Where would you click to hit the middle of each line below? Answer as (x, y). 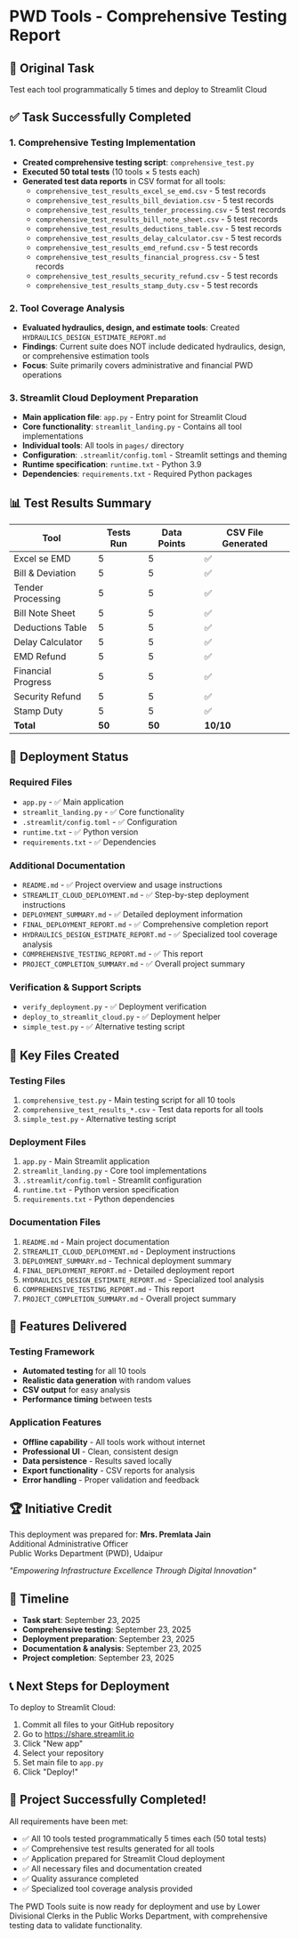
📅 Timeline (39, 1599)
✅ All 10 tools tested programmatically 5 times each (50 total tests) (144, 1838)
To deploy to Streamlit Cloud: (62, 1708)
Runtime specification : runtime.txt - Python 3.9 (112, 465)
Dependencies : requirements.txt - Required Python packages (137, 474)
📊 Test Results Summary (81, 503)
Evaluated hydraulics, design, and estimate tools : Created (131, 327)
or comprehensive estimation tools (85, 355)
